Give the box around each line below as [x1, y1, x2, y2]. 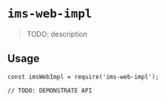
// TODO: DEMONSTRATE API [7, 86, 92, 94]
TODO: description [26, 29, 88, 38]
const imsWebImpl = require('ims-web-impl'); [7, 73, 159, 81]
